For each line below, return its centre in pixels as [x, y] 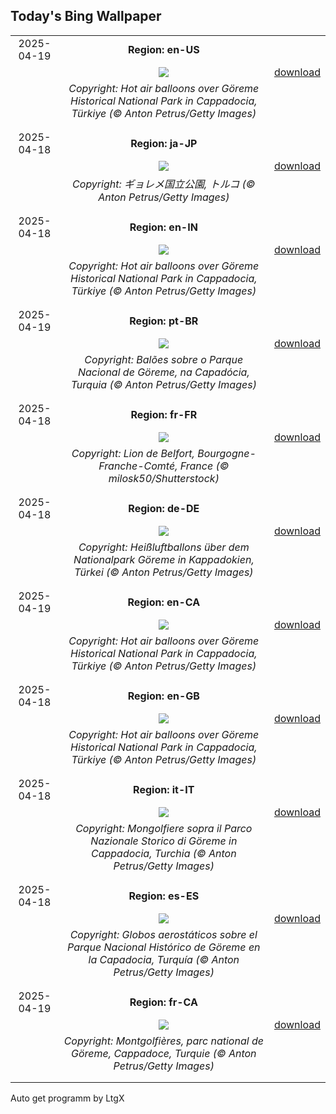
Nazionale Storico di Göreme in [164, 841]
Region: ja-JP [164, 143]
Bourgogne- [227, 453]
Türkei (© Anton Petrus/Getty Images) [164, 572]
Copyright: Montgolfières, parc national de [163, 1041]
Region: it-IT [164, 789]
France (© [204, 466]
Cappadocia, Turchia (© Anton [163, 853]
